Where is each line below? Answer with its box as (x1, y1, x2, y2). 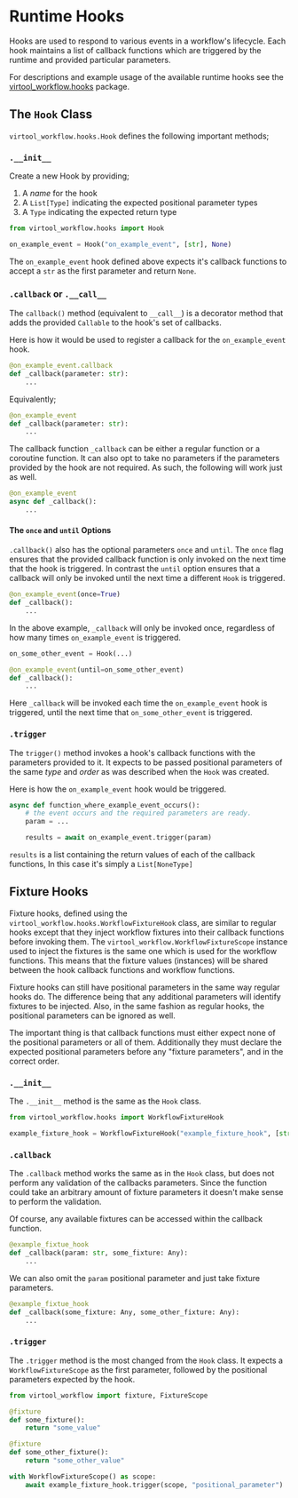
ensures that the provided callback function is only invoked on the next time (9, 554, 286, 565)
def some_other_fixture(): (9, 1448, 109, 1457)
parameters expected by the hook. (9, 1374, 136, 1384)
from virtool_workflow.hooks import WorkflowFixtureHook (9, 1113, 224, 1122)
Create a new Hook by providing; (9, 171, 130, 181)
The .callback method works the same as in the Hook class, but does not (9, 1168, 275, 1179)
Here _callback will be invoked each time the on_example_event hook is (9, 697, 268, 708)
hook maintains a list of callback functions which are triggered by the (9, 44, 262, 55)
